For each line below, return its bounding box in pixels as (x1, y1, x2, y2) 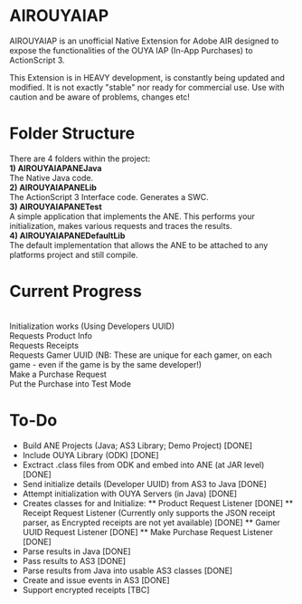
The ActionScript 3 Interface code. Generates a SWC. (9, 191, 210, 202)
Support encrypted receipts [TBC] (22, 584, 150, 595)
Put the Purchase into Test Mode (9, 378, 131, 389)
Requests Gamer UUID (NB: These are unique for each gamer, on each (9, 350, 273, 360)
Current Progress (9, 282, 142, 302)
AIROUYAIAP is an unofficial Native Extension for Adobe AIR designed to (9, 35, 279, 46)
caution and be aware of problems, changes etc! (9, 91, 190, 102)
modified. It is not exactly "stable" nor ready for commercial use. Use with (9, 81, 285, 92)
